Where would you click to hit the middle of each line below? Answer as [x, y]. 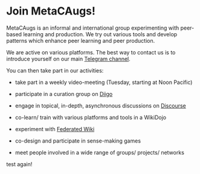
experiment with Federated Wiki [55, 129]
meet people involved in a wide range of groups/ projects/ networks [99, 152]
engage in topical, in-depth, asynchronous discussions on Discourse [100, 105]
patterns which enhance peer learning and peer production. [81, 40]
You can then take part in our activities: [55, 70]
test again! [19, 164]
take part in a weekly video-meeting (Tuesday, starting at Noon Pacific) [104, 82]
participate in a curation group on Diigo [64, 94]
